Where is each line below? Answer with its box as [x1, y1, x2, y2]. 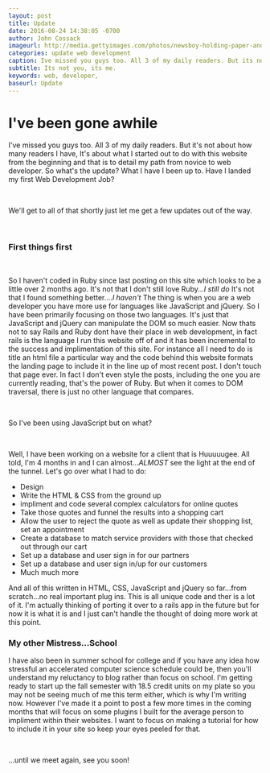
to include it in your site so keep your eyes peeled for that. [8, 724, 201, 734]
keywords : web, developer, [8, 72, 99, 80]
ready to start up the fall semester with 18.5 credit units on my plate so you [8, 681, 256, 691]
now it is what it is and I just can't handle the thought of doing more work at [8, 609, 259, 618]
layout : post [8, 11, 52, 20]
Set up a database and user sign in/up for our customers [19, 559, 207, 568]
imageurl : [8, 42, 42, 50]
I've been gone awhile [8, 114, 158, 132]
